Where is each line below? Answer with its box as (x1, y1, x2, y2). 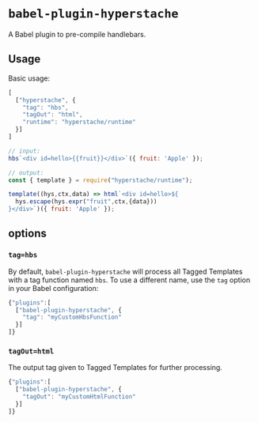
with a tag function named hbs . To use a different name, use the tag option (8, 275, 251, 285)
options (8, 227, 47, 240)
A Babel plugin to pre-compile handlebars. (8, 29, 146, 39)
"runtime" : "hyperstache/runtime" (22, 118, 136, 127)
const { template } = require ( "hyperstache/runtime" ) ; (8, 176, 193, 184)
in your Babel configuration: (8, 283, 99, 293)
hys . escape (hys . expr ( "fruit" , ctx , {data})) (15, 198, 157, 206)
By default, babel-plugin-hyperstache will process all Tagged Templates (8, 266, 243, 276)
